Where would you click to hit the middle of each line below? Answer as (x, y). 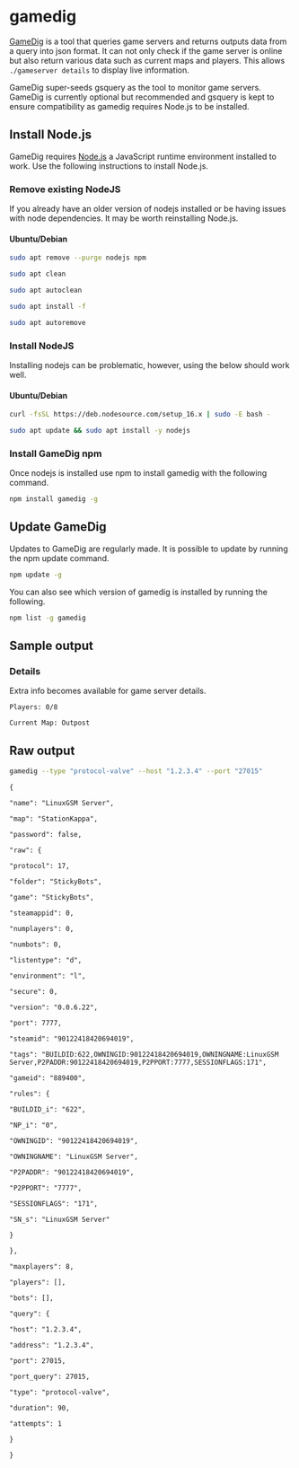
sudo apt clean (38, 274)
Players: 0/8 (34, 708)
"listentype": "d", (46, 960)
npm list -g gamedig (48, 618)
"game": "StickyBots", (52, 897)
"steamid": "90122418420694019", (72, 1039)
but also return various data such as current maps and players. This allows (147, 60)
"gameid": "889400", (48, 1078)
